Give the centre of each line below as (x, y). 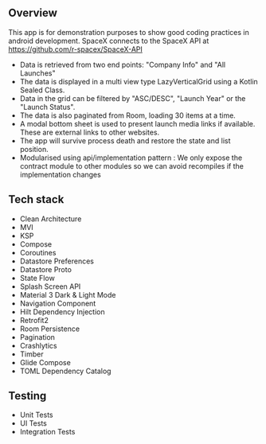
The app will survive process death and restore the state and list (125, 140)
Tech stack (36, 199)
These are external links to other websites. (90, 132)
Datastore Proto (45, 269)
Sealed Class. (42, 90)
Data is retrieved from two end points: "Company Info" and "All (122, 64)
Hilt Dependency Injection (62, 312)
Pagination (37, 337)
